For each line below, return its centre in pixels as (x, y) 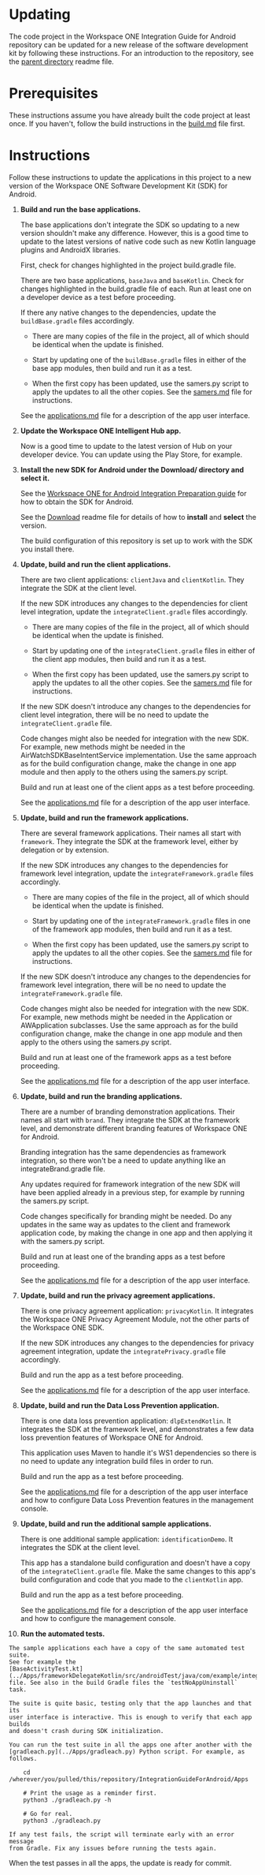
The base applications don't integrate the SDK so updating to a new (130, 224)
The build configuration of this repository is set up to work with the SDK (136, 540)
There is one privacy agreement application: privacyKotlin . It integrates (137, 1310)
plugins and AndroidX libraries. (70, 249)
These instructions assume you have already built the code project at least (130, 115)
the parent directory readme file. (62, 62)
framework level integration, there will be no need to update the (123, 984)
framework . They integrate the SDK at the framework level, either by (129, 841)
